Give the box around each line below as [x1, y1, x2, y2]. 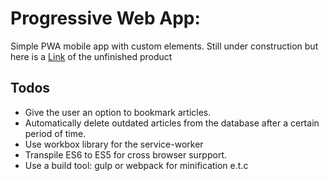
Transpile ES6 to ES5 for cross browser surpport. [24, 148, 228, 161]
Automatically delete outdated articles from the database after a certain [24, 117, 320, 129]
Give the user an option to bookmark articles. [24, 106, 212, 118]
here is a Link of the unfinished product [10, 50, 173, 62]
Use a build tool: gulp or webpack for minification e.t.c [24, 159, 249, 171]
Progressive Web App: [10, 7, 201, 30]
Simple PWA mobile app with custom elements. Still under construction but [10, 40, 319, 52]
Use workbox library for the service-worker [24, 138, 204, 150]
